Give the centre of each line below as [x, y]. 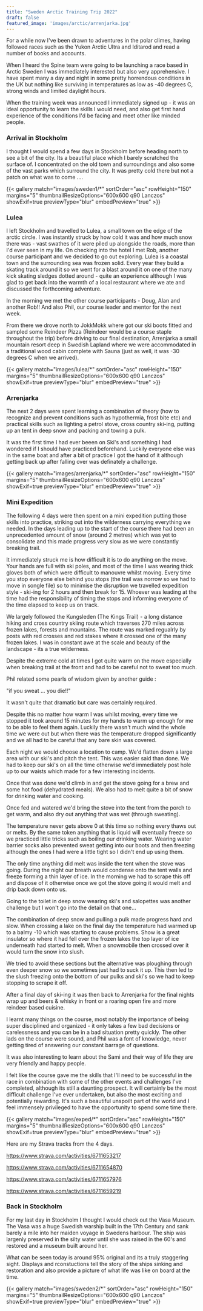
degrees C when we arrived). [43, 357]
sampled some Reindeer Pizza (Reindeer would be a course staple [89, 331]
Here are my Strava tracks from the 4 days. [60, 1144]
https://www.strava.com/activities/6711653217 [64, 1155]
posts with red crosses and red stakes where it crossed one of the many [96, 636]
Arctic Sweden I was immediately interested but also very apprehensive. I [98, 72]
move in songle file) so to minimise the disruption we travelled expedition [97, 585]
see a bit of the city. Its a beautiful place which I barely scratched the [92, 157]
